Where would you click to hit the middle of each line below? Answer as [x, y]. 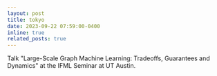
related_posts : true [37, 39]
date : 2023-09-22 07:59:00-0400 [54, 26]
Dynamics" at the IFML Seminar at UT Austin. [72, 66]
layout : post [26, 13]
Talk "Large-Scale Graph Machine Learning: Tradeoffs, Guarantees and [108, 58]
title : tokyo [26, 20]
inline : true [26, 33]
